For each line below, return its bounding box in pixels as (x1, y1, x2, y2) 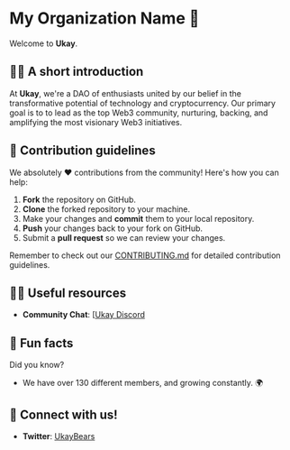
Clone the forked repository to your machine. (22, 203, 191, 215)
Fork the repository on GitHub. (22, 194, 137, 205)
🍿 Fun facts (9, 335, 74, 351)
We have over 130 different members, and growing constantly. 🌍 (22, 378, 264, 389)
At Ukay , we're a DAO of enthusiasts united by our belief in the (9, 87, 241, 98)
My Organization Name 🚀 (9, 8, 200, 29)
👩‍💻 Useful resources (9, 285, 127, 300)
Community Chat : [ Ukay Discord (22, 309, 146, 320)
